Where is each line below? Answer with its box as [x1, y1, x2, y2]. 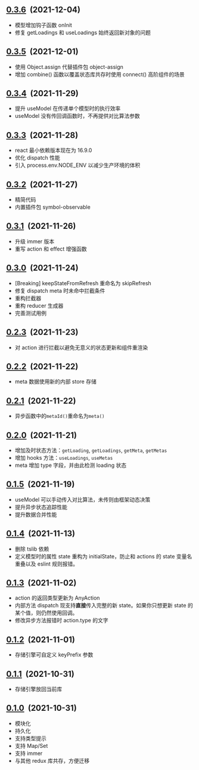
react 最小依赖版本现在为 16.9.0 [14, 146, 92, 154]
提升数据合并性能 [14, 511, 57, 518]
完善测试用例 [14, 309, 46, 316]
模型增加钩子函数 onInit [14, 21, 73, 29]
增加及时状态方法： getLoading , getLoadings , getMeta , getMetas [14, 447, 167, 454]
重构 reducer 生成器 [14, 302, 64, 309]
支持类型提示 [14, 735, 46, 742]
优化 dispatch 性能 [14, 154, 61, 161]
